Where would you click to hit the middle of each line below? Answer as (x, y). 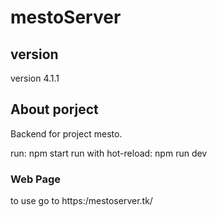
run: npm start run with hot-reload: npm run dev (109, 153)
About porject (54, 109)
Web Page (36, 179)
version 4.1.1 (35, 78)
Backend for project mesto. (66, 133)
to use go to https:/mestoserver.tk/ (81, 201)
